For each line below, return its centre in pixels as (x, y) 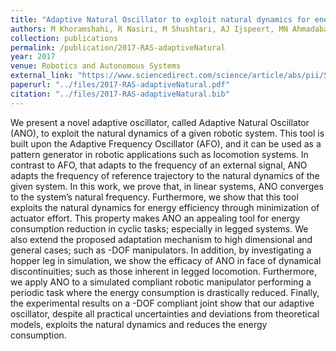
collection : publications (64, 38)
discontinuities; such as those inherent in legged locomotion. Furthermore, (163, 271)
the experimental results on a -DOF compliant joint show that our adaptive (162, 303)
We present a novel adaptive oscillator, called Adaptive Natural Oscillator (160, 122)
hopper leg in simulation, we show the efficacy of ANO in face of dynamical (166, 260)
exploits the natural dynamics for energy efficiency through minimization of (165, 207)
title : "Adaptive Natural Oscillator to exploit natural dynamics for (160, 19)
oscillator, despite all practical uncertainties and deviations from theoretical (165, 313)
